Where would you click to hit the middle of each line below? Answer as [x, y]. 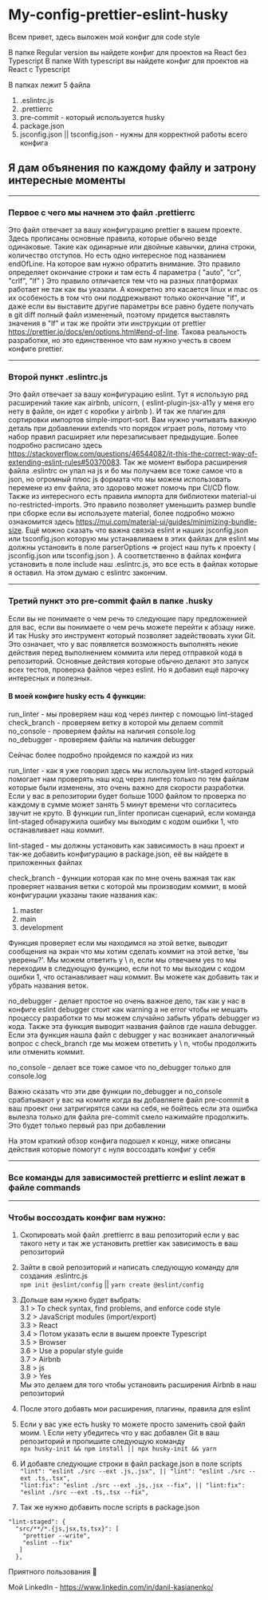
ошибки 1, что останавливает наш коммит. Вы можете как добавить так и [134, 976]
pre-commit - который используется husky [92, 117]
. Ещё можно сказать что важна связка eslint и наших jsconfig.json [135, 530]
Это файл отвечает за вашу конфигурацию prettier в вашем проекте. [125, 230]
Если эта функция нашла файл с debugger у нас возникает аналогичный [132, 1035]
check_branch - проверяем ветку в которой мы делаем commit [116, 722]
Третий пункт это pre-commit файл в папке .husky [110, 601]
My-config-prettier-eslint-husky [118, 15]
